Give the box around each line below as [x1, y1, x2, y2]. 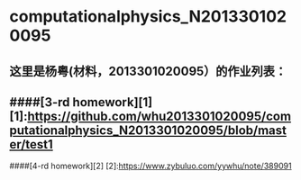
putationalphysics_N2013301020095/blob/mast [9, 122, 287, 138]
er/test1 [9, 137, 54, 152]
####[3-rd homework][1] [9, 94, 153, 110]
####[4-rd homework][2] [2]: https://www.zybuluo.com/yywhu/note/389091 [9, 160, 292, 172]
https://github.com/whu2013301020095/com [26, 108, 291, 123]
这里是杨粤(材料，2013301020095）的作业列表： [9, 63, 287, 78]
